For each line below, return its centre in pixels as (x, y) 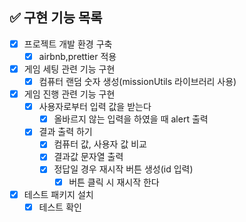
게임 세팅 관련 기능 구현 (69, 69)
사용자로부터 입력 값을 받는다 (95, 107)
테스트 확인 (60, 207)
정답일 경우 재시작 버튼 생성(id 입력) (123, 169)
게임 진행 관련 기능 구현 (69, 94)
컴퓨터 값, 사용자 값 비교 (100, 144)
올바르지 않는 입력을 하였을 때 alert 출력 (131, 119)
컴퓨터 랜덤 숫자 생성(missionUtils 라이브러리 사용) (137, 81)
